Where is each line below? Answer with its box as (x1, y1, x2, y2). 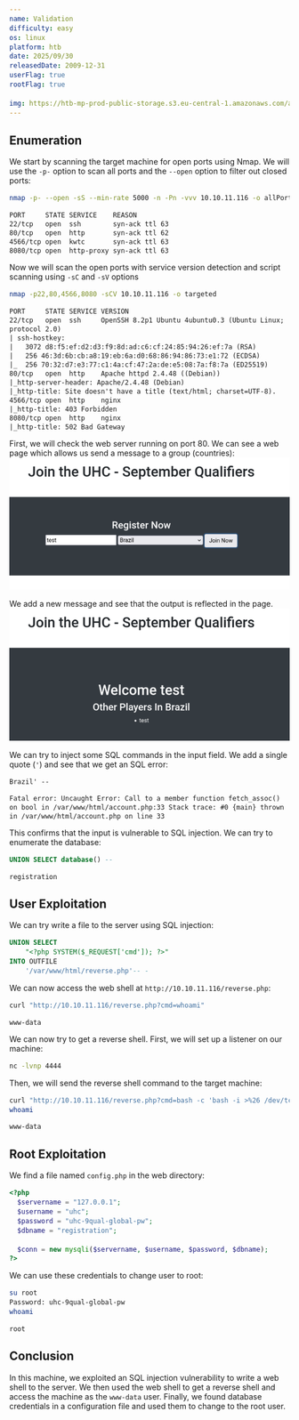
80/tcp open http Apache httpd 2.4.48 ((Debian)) (9, 369, 221, 378)
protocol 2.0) (9, 325, 62, 334)
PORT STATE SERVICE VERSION (9, 307, 129, 316)
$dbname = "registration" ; (17, 1226, 117, 1235)
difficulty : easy (9, 23, 74, 33)
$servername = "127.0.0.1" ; (17, 1198, 122, 1207)
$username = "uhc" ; (17, 1207, 90, 1216)
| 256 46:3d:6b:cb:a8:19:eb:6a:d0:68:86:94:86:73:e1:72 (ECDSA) (9, 351, 261, 360)
